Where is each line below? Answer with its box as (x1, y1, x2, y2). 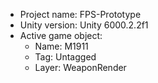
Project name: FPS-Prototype (19, 9, 142, 20)
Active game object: (19, 30, 103, 41)
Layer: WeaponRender (34, 62, 127, 73)
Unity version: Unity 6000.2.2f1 (19, 19, 149, 31)
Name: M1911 (34, 40, 89, 52)
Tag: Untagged (34, 51, 97, 63)
